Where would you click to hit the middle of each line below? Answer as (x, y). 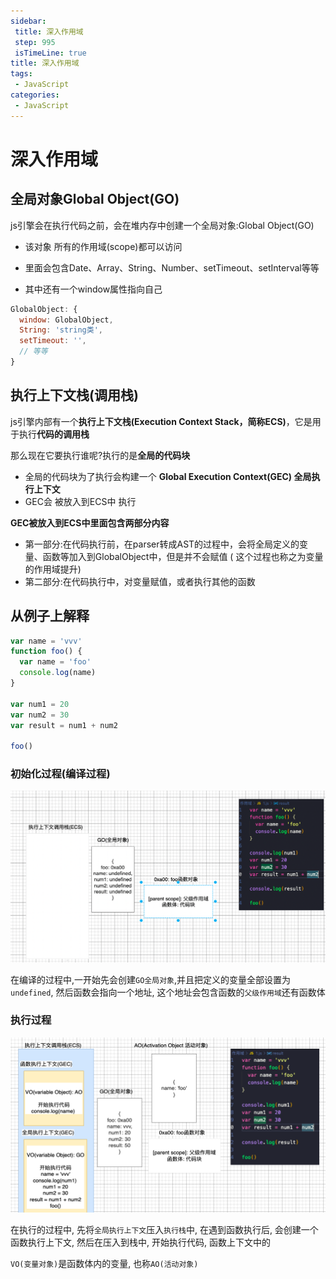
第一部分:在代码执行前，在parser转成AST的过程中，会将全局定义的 (162, 544)
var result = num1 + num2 (64, 725)
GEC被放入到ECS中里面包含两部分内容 (90, 522)
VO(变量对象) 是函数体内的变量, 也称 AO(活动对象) (104, 1263)
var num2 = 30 (40, 715)
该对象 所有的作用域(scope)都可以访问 (103, 246)
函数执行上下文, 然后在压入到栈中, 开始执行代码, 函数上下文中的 (140, 1242)
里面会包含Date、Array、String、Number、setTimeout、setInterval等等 (172, 267)
